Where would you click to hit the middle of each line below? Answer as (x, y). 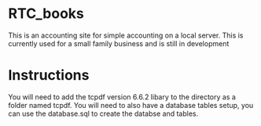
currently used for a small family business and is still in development (119, 43)
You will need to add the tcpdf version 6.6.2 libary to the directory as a (122, 97)
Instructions (49, 76)
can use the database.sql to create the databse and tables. (103, 113)
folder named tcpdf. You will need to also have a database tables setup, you (131, 105)
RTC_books (46, 14)
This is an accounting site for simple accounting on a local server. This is (126, 35)
